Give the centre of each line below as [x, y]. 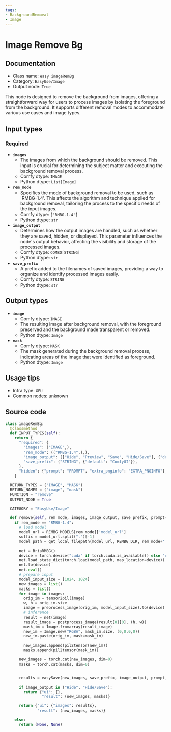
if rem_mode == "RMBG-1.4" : [44, 523]
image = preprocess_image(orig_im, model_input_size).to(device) [94, 608]
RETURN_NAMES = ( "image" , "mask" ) [46, 490]
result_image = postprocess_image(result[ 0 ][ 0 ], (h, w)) [85, 622]
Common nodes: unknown [40, 396]
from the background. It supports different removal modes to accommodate [84, 107]
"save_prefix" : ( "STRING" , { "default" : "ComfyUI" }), [81, 462]
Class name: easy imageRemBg [43, 76]
